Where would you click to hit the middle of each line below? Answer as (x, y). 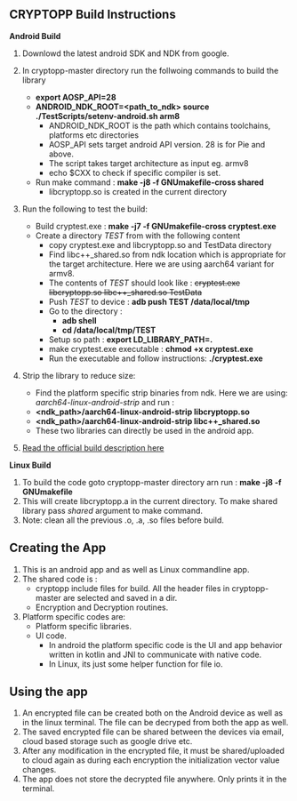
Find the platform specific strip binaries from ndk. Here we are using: (161, 392)
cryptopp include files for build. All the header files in (132, 588)
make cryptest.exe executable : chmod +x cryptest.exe (151, 348)
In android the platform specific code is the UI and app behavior (165, 645)
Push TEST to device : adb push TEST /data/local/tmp (149, 301)
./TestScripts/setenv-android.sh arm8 (108, 116)
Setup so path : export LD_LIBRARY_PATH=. (131, 339)
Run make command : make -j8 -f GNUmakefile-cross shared (149, 182)
